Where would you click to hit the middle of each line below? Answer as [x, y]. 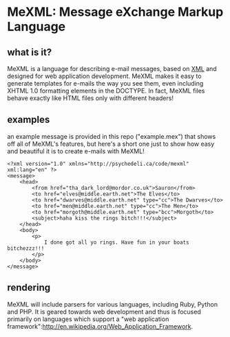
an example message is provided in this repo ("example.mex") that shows [112, 136]
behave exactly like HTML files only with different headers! [91, 98]
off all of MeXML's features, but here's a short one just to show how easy [111, 144]
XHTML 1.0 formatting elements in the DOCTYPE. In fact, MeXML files [106, 91]
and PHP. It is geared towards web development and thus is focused [104, 311]
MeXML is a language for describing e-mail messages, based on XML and [112, 69]
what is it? [30, 52]
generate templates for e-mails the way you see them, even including [105, 83]
